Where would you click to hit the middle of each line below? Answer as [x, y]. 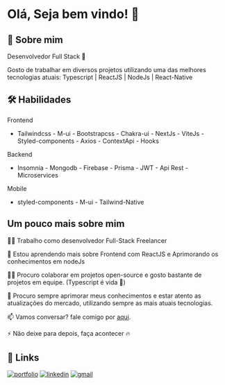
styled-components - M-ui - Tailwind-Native [81, 202]
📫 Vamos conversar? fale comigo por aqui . [69, 317]
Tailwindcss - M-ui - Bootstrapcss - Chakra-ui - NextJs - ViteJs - [111, 133]
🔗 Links [23, 358]
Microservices [38, 175]
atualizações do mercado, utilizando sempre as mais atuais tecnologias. [110, 303]
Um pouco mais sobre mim [66, 224]
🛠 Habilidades [39, 100]
